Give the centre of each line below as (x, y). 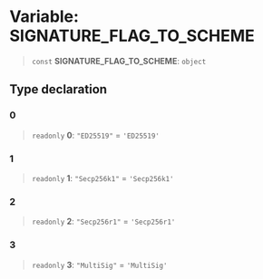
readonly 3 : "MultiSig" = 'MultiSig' (99, 265)
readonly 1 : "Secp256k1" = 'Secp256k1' (102, 178)
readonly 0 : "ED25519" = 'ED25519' (96, 135)
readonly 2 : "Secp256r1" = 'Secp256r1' (103, 221)
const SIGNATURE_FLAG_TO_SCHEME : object (119, 61)
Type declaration (58, 89)
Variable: (44, 17)
